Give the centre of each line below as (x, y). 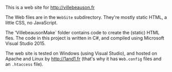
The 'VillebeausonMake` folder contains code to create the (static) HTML (83, 32)
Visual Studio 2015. (26, 43)
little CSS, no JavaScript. (32, 23)
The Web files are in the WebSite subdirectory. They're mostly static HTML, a (86, 17)
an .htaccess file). (24, 64)
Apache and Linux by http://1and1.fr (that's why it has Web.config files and (83, 59)
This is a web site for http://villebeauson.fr (50, 7)
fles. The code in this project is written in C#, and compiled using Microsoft (85, 38)
